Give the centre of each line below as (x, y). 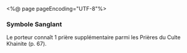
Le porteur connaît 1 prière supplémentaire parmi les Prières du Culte (93, 37)
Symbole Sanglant (34, 24)
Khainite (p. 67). (27, 44)
